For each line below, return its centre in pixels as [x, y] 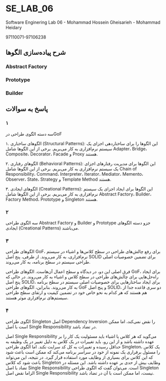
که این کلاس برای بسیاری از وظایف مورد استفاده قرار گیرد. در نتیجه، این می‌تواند [79, 357]
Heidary [14, 27]
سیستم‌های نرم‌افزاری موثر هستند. [37, 298]
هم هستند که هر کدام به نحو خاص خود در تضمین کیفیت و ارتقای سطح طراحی [76, 293]
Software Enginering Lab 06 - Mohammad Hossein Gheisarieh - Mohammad [83, 22]
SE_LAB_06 [29, 9]
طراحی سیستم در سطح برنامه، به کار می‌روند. [48, 262]
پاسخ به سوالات [27, 109]
